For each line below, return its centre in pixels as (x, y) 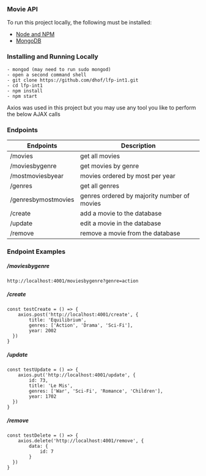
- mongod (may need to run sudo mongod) (59, 69)
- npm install (25, 91)
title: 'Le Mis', (51, 385)
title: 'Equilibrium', (58, 320)
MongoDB (28, 41)
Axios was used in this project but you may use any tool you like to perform (101, 107)
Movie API (23, 9)
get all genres (100, 185)
